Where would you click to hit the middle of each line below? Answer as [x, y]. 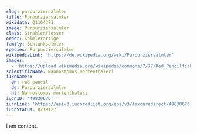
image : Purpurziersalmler [38, 28]
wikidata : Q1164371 [30, 22]
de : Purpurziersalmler [39, 88]
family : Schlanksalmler [35, 44]
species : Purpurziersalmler [40, 50]
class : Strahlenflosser [35, 33]
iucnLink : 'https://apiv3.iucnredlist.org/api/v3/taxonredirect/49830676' [99, 104]
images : [16, 60]
